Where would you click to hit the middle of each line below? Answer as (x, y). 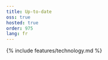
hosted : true (22, 23)
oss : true (18, 17)
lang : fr (17, 34)
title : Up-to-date (29, 12)
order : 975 (20, 28)
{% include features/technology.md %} (54, 50)
